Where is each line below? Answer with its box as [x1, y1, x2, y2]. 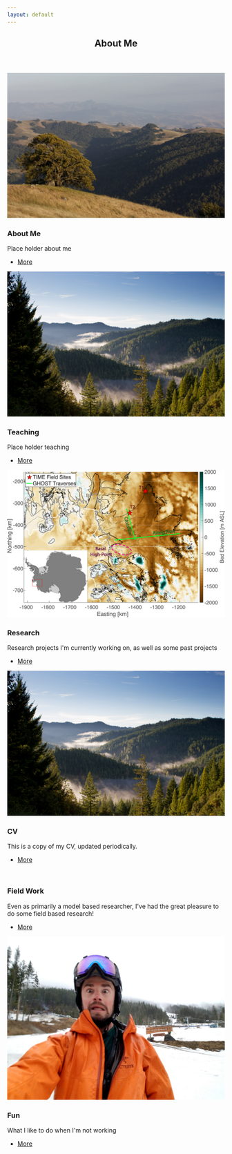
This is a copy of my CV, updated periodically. [7, 843, 138, 851]
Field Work [7, 886, 44, 896]
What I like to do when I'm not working [7, 1126, 117, 1134]
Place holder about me [7, 244, 72, 252]
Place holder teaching [7, 443, 70, 451]
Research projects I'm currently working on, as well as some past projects [7, 644, 217, 652]
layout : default [7, 11, 54, 18]
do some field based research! [7, 909, 95, 918]
